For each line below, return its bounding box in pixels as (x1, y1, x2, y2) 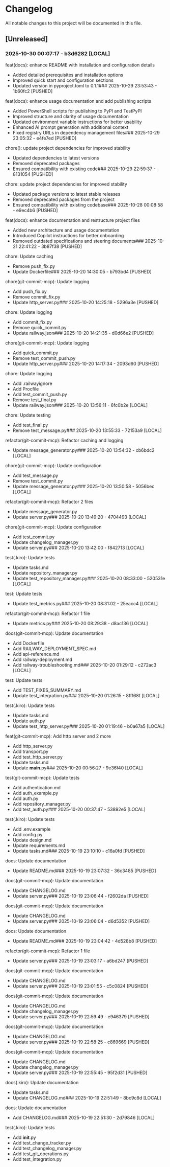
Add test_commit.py (12, 534, 55, 540)
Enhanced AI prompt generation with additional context (12, 124, 129, 130)
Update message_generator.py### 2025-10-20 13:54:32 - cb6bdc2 (12, 447, 155, 453)
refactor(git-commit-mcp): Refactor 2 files (5, 498, 94, 505)
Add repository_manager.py (12, 800, 71, 807)
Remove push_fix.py (12, 263, 55, 269)
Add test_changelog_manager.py (12, 1145, 82, 1151)
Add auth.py (12, 795, 39, 802)
